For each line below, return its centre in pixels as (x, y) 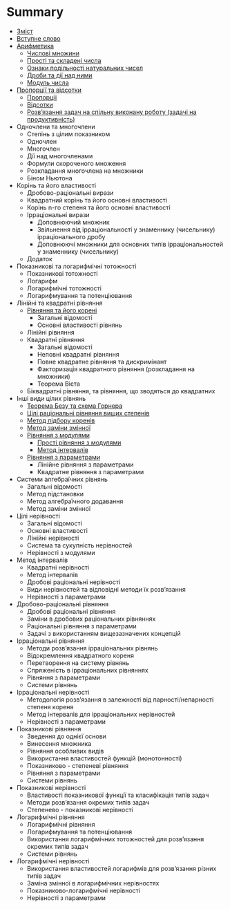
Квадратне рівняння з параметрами (90, 471)
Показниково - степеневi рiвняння (78, 765)
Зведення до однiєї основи (66, 736)
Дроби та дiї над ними (59, 75)
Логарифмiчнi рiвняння (61, 824)
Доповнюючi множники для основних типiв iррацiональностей (130, 244)
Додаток (40, 259)
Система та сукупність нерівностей (79, 545)
